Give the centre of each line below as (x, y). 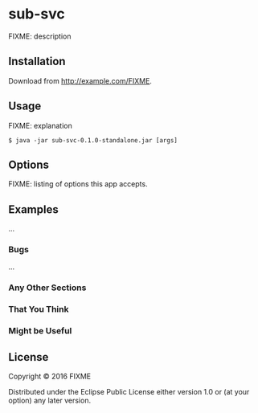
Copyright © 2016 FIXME (50, 376)
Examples (33, 209)
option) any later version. (49, 401)
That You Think (39, 309)
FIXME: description (40, 36)
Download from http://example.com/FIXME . (80, 80)
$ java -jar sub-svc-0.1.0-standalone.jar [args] (93, 140)
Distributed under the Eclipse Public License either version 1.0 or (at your (129, 392)
